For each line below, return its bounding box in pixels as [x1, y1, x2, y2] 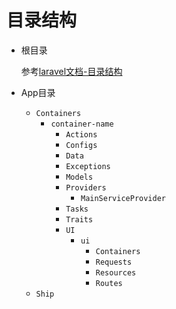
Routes [95, 278, 123, 288]
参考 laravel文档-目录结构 [20, 65, 123, 77]
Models [65, 172, 94, 182]
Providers [65, 182, 107, 193]
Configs [65, 140, 98, 150]
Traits [65, 214, 94, 225]
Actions [65, 129, 98, 140]
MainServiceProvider [80, 193, 167, 203]
